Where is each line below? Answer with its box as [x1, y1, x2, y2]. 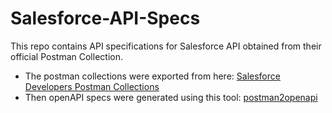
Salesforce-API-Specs [10, 7, 201, 30]
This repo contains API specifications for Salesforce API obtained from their [10, 40, 322, 52]
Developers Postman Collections [24, 80, 160, 92]
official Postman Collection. [10, 50, 123, 62]
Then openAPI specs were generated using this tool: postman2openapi [24, 91, 318, 103]
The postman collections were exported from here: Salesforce [24, 70, 281, 82]
